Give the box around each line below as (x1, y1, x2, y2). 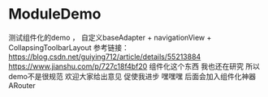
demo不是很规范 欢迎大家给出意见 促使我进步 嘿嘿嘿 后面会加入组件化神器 (8, 71, 257, 81)
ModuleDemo (8, 5, 102, 23)
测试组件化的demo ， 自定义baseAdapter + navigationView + (8, 32, 212, 42)
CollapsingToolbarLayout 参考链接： (8, 42, 130, 53)
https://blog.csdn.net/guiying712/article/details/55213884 (8, 52, 201, 61)
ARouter (8, 80, 37, 90)
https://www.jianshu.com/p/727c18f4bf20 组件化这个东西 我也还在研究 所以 (8, 61, 260, 71)
